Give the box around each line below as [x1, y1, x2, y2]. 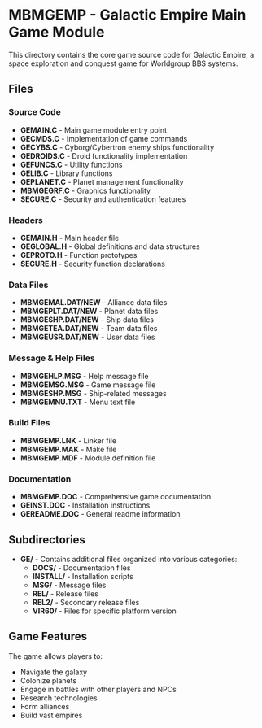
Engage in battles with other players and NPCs [20, 684, 177, 694]
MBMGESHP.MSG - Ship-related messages [20, 388, 167, 398]
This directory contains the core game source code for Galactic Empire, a [8, 50, 255, 59]
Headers [8, 214, 43, 225]
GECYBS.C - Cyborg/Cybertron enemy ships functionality [20, 142, 215, 152]
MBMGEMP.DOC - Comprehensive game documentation [20, 492, 212, 502]
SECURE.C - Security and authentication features [20, 194, 186, 204]
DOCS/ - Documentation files [32, 563, 131, 573]
